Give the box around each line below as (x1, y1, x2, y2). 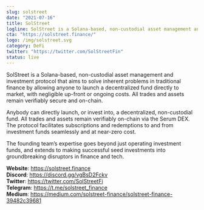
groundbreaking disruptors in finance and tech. (6, 153, 124, 160)
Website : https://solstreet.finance (6, 164, 91, 172)
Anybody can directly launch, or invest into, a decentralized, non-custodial (6, 108, 193, 116)
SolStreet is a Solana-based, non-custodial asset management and (6, 71, 174, 78)
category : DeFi (6, 43, 45, 49)
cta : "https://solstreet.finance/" (6, 32, 97, 38)
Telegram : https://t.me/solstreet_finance (6, 184, 108, 191)
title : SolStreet (6, 20, 50, 26)
